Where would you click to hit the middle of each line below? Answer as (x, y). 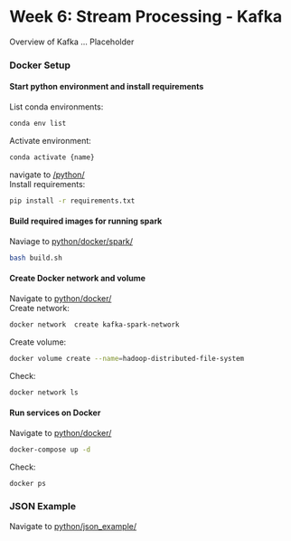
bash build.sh (36, 258)
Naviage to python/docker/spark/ (71, 241)
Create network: (39, 308)
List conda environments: (56, 107)
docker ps (28, 483)
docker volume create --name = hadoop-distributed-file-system (127, 358)
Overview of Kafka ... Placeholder (72, 42)
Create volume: (38, 342)
